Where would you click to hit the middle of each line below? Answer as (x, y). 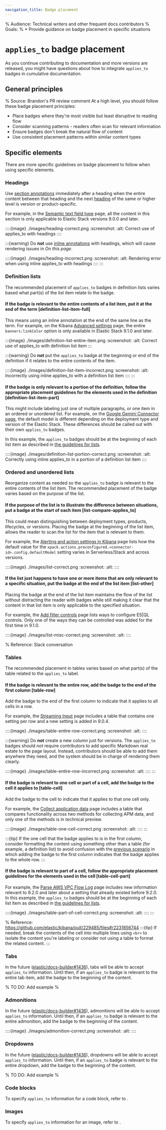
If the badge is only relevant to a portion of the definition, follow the (76, 387)
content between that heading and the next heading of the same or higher (80, 199)
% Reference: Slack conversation (39, 644)
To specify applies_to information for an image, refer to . (63, 1122)
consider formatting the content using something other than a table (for (78, 844)
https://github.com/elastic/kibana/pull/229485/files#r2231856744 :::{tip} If (81, 927)
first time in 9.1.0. (22, 625)
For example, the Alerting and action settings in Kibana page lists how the (80, 541)
